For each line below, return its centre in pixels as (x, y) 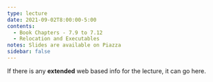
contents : (21, 26)
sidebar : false (29, 52)
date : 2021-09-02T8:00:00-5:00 (52, 20)
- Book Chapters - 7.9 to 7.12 (58, 32)
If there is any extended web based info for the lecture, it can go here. (106, 71)
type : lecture (27, 13)
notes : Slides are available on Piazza (64, 45)
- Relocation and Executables (56, 39)
